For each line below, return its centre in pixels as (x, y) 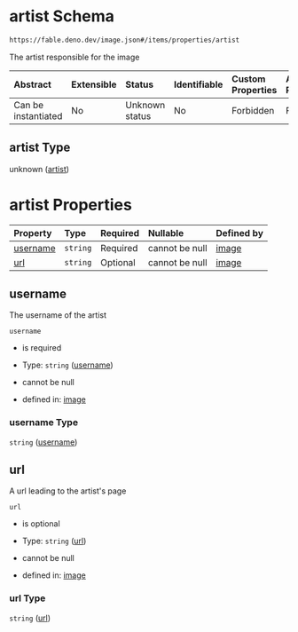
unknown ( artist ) (39, 169)
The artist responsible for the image (74, 57)
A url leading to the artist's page (68, 491)
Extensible (94, 84)
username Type (43, 423)
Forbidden (253, 110)
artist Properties (71, 205)
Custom (249, 79)
